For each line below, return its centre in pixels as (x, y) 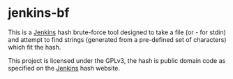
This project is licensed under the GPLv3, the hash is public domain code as (117, 60)
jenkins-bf (39, 13)
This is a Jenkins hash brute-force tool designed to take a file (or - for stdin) (117, 32)
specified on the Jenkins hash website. (64, 68)
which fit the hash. (35, 47)
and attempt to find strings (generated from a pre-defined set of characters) (117, 39)
